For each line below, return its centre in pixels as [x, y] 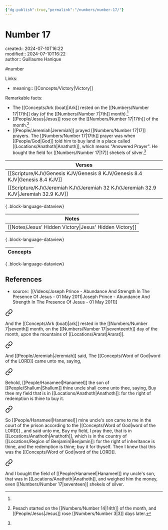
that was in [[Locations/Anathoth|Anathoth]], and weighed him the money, [81, 479]
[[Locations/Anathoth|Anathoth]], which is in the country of [66, 436]
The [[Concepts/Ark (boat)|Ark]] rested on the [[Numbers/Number [80, 107]
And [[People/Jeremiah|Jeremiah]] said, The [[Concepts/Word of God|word [83, 356]
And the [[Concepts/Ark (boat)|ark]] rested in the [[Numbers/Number [76, 323]
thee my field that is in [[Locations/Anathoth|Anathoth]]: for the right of [78, 393]
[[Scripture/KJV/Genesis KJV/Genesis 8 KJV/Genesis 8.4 [75, 173]
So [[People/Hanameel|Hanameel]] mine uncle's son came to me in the [78, 420]
